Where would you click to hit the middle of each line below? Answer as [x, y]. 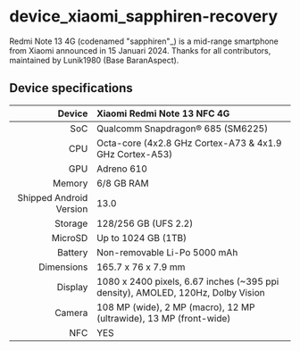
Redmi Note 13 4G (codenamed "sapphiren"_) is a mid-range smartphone [144, 41]
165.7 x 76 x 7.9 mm [141, 267]
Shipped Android [53, 197]
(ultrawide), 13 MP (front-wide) [164, 318]
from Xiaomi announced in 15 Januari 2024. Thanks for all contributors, [140, 50]
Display [72, 287]
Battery [73, 252]
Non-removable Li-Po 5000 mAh [167, 252]
